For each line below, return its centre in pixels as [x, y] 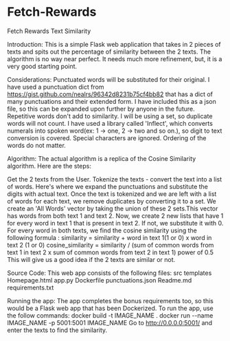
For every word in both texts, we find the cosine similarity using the [102, 230]
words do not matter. [37, 145]
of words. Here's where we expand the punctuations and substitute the [107, 186]
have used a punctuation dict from [56, 87]
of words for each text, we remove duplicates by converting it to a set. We [112, 201]
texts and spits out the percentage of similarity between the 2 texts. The [109, 52]
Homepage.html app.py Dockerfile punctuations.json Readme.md [100, 280]
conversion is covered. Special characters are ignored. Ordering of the [107, 137]
